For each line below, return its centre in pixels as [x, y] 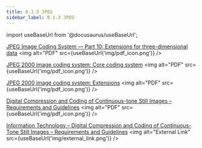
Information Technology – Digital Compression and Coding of [82, 125]
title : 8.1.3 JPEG [29, 12]
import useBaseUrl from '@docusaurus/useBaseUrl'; [72, 34]
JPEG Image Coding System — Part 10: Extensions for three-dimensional [97, 47]
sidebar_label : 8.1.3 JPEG [40, 18]
